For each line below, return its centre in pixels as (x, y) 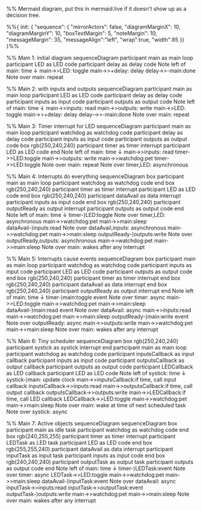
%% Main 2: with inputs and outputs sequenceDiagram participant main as (99, 89)
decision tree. (23, 15)
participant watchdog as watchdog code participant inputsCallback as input (100, 354)
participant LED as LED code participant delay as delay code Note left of (96, 64)
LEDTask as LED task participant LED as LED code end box (79, 443)
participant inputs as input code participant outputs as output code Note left (101, 102)
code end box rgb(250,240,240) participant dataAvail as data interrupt (94, 195)
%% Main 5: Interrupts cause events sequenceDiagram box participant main (101, 259)
